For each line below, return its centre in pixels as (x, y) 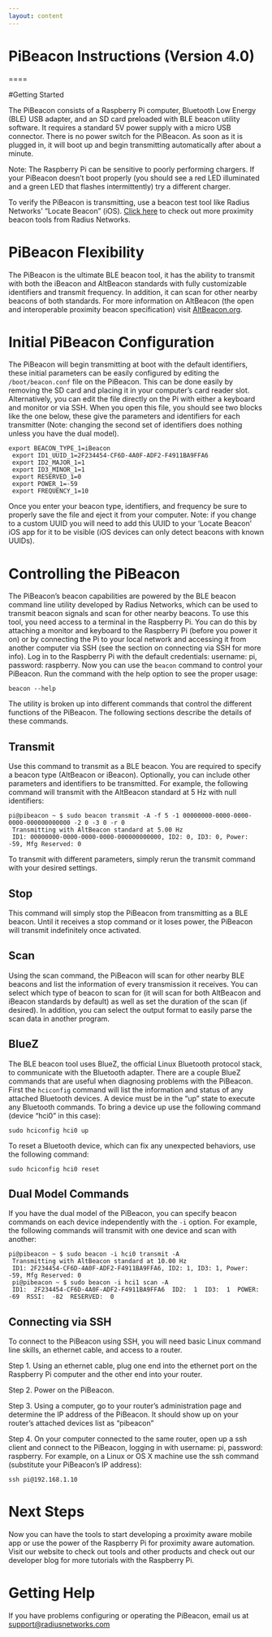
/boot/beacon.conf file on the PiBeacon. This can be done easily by (121, 382)
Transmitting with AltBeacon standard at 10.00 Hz (99, 1261)
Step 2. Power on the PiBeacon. (62, 1390)
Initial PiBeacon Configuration (112, 342)
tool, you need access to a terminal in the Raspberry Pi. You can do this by (133, 622)
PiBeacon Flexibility (76, 252)
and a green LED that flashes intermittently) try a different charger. (120, 186)
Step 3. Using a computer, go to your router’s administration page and (125, 1406)
